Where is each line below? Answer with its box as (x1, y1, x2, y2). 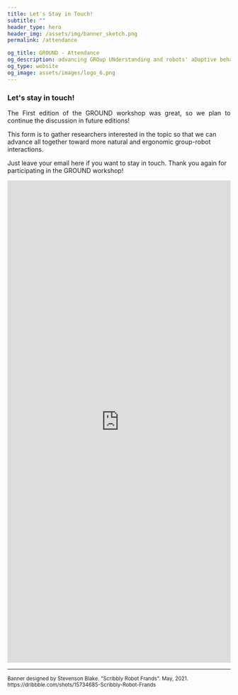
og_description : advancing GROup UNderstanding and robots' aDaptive (7, 56, 217, 64)
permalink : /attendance (7, 37, 78, 44)
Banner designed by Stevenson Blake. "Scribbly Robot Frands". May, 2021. (7, 674, 189, 682)
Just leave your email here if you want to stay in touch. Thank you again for (7, 159, 227, 167)
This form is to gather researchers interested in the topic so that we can (7, 130, 217, 138)
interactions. (7, 145, 44, 153)
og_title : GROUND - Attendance (7, 50, 100, 57)
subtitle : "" (7, 17, 46, 24)
